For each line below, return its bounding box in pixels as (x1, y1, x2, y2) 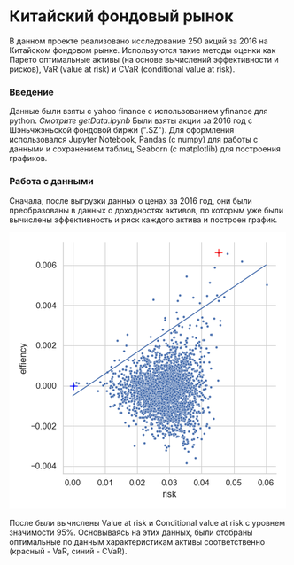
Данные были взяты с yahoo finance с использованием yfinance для (9, 106, 268, 117)
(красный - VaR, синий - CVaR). (9, 546, 128, 556)
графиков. (9, 153, 48, 164)
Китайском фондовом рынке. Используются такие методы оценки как (9, 44, 276, 55)
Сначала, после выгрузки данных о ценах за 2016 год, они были (9, 195, 252, 205)
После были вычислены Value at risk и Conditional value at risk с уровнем (9, 517, 286, 528)
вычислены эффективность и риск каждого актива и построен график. (9, 214, 278, 225)
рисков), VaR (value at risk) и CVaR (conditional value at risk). (9, 64, 236, 74)
